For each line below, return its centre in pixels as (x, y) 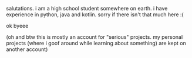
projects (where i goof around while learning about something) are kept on (96, 43)
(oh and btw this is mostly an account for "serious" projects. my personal (95, 37)
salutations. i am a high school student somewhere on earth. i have (87, 8)
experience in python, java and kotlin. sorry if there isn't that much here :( (95, 14)
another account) (27, 49)
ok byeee (17, 26)
